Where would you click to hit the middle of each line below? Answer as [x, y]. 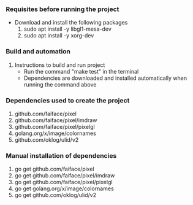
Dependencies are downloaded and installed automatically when [105, 78]
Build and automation [38, 52]
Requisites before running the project [62, 9]
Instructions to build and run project [60, 65]
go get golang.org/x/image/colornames [64, 188]
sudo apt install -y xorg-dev [59, 36]
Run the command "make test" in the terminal [81, 71]
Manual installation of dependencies [61, 155]
